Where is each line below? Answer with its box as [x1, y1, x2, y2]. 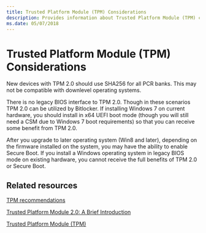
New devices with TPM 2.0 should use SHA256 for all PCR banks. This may [6, 80, 197, 88]
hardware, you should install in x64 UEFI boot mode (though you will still [6, 112, 189, 119]
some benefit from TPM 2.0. [6, 124, 78, 132]
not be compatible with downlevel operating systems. [6, 86, 142, 94]
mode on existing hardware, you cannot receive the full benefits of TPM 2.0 [6, 156, 197, 163]
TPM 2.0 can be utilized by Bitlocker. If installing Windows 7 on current [6, 105, 185, 112]
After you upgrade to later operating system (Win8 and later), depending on [6, 136, 197, 144]
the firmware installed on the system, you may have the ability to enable [6, 143, 188, 150]
